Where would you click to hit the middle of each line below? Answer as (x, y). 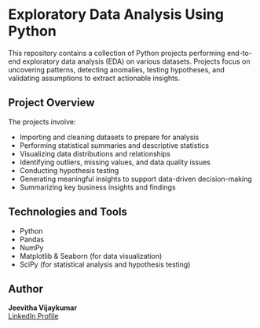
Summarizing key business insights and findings (97, 187)
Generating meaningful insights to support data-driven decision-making (136, 179)
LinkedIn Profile (33, 316)
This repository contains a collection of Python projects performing (117, 53)
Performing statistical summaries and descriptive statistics (114, 145)
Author (26, 289)
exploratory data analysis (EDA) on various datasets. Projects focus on (136, 61)
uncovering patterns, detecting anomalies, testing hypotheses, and (117, 69)
